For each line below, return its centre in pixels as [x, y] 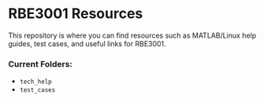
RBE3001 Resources [76, 14]
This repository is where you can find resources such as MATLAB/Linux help [132, 35]
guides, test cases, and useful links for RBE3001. [87, 43]
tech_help [36, 82]
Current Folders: [41, 64]
